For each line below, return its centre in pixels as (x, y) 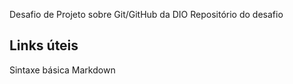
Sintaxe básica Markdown (62, 70)
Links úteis (44, 45)
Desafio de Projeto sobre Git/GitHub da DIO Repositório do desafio (146, 14)
